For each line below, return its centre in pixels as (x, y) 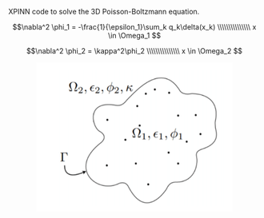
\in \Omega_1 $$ (134, 36)
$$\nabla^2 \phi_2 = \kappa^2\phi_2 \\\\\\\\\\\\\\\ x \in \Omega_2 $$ (134, 51)
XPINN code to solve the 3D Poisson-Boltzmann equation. (104, 12)
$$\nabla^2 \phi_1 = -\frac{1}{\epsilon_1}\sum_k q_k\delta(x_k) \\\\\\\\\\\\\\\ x (134, 27)
